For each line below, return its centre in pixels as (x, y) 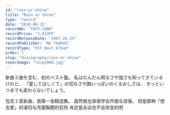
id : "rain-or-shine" (27, 10)
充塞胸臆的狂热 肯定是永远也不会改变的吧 (80, 107)
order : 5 (15, 53)
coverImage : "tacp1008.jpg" (35, 62)
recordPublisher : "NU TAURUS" (38, 43)
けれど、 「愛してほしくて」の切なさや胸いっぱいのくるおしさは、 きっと (82, 84)
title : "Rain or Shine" (31, 15)
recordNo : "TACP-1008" (29, 29)
